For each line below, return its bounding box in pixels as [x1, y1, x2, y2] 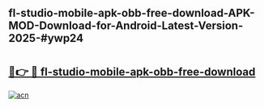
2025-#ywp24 [8, 31, 83, 45]
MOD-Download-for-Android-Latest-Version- [8, 19, 244, 33]
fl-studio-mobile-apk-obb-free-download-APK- [8, 6, 255, 20]
